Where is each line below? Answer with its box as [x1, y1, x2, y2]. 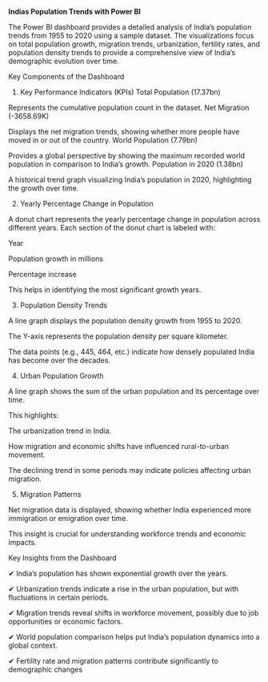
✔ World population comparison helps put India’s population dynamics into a [8, 632, 260, 641]
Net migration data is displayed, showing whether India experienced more [8, 505, 252, 515]
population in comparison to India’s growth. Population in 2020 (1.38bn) [8, 159, 244, 169]
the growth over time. [8, 183, 79, 193]
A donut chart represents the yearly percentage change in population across [8, 215, 261, 223]
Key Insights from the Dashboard [8, 553, 117, 563]
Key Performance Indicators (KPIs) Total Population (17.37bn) [19, 87, 222, 97]
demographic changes [8, 664, 82, 674]
